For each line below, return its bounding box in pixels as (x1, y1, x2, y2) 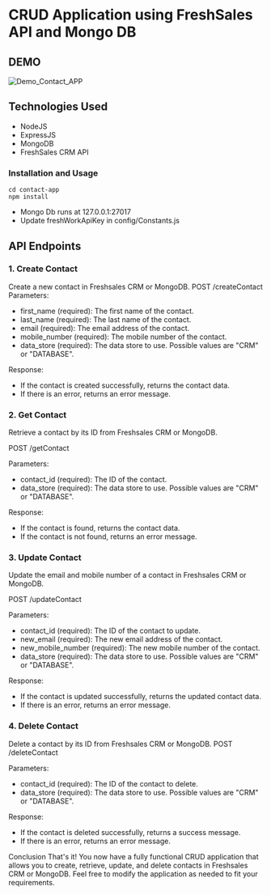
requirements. (8, 877, 55, 887)
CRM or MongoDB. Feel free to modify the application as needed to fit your (8, 868, 258, 879)
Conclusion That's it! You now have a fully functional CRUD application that (8, 851, 259, 861)
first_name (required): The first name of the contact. (19, 306, 194, 316)
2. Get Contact (8, 409, 67, 420)
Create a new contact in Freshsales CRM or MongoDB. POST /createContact (8, 282, 263, 291)
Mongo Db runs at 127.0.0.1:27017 (19, 207, 132, 217)
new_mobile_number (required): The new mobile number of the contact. (19, 643, 260, 653)
